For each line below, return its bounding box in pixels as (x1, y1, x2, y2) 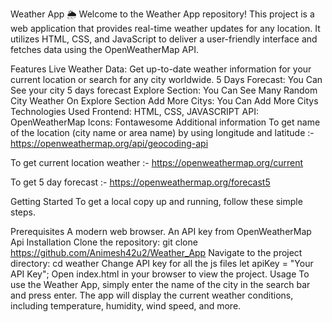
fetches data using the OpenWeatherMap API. (10, 44, 199, 55)
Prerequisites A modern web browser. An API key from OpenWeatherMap (10, 226, 312, 237)
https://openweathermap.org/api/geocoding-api (10, 138, 209, 149)
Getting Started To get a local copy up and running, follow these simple (10, 196, 303, 207)
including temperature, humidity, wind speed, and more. (10, 300, 242, 312)
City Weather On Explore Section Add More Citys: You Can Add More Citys (10, 95, 319, 107)
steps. (10, 206, 36, 218)
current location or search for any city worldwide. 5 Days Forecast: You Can (10, 74, 323, 85)
